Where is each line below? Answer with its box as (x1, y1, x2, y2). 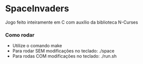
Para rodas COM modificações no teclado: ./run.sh (12, 53, 117, 59)
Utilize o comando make (12, 43, 62, 49)
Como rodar (5, 32, 35, 38)
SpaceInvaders (5, 3, 69, 14)
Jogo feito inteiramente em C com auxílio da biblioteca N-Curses (5, 19, 139, 25)
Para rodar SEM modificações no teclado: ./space (12, 48, 115, 54)
